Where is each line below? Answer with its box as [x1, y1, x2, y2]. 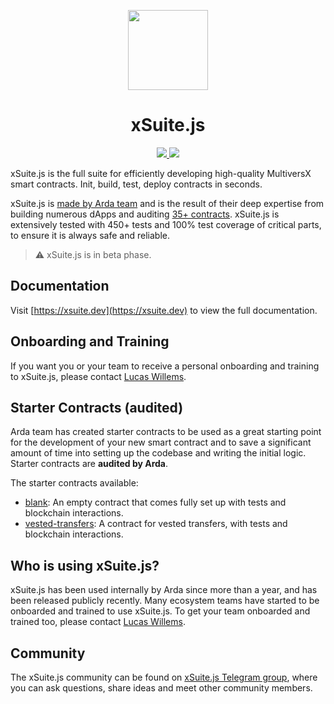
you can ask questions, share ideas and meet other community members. [10, 682, 313, 694]
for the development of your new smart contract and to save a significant [10, 436, 312, 449]
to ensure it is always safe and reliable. [10, 229, 170, 241]
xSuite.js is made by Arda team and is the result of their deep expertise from [10, 197, 325, 209]
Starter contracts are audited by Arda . [10, 458, 169, 470]
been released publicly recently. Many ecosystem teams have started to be [10, 595, 320, 607]
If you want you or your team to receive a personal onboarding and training [10, 360, 320, 372]
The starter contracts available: [10, 477, 139, 489]
